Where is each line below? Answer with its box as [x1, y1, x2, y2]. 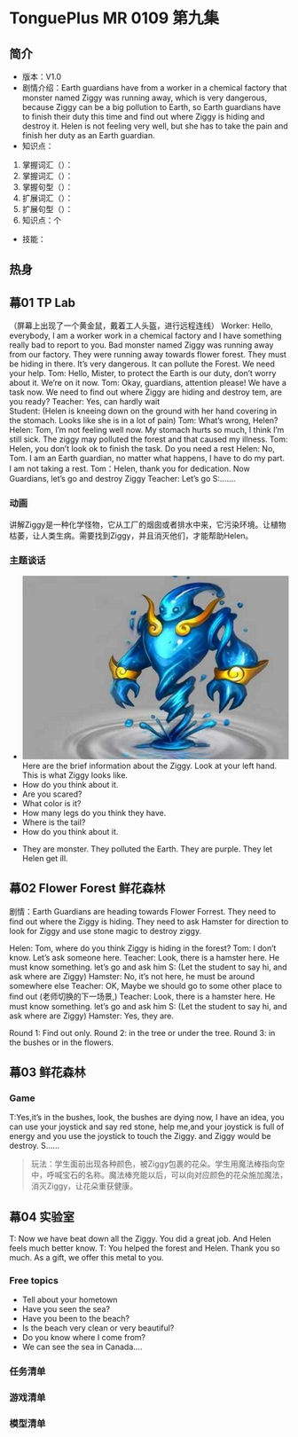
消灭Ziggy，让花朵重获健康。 [30, 1181, 138, 1191]
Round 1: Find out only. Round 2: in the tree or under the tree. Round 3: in [9, 1027, 276, 1038]
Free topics [9, 1275, 59, 1287]
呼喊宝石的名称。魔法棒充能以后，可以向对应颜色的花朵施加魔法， [46, 1170, 288, 1181]
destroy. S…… [9, 1141, 60, 1151]
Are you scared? [21, 789, 82, 799]
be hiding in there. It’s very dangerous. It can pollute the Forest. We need [9, 358, 275, 369]
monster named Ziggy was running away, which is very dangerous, [21, 92, 268, 103]
